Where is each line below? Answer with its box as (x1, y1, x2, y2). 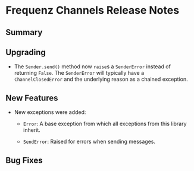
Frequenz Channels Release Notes (5, 4, 180, 17)
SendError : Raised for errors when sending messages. (23, 138, 156, 145)
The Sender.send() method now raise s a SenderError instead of (14, 63, 171, 70)
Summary (5, 27, 43, 37)
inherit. (23, 126, 41, 134)
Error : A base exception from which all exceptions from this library (23, 120, 187, 128)
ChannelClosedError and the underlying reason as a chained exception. (14, 75, 188, 83)
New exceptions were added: (14, 109, 86, 116)
